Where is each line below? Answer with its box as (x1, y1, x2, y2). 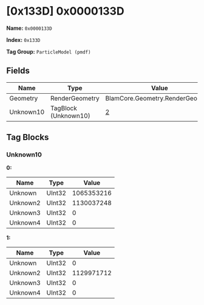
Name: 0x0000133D (6, 24, 53, 32)
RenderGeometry (50, 94, 100, 102)
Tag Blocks (6, 132, 49, 142)
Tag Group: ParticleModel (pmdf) (6, 47, 91, 55)
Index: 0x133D (6, 36, 41, 43)
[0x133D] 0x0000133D (6, 4, 124, 18)
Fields (6, 66, 30, 76)
